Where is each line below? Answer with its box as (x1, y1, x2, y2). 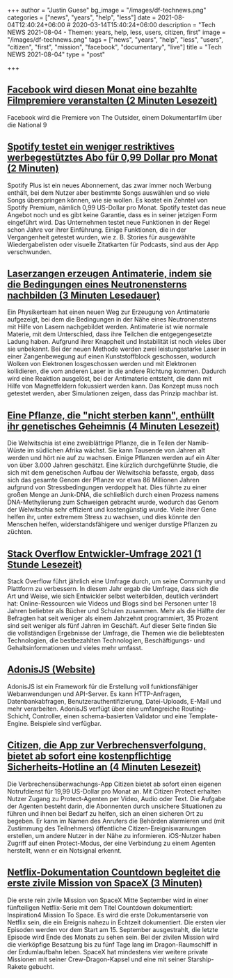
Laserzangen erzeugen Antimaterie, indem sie (7, 268, 212, 280)
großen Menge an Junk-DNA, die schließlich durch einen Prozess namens (7, 491, 219, 499)
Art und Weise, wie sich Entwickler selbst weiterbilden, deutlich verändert (7, 592, 218, 601)
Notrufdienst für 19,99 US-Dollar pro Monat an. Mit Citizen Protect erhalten (7, 787, 221, 796)
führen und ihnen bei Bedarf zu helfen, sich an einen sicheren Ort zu (7, 809, 204, 817)
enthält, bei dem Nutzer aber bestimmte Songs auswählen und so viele (7, 188, 210, 197)
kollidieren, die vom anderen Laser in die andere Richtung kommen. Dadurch (7, 367, 227, 375)
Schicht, (7, 711, 31, 720)
